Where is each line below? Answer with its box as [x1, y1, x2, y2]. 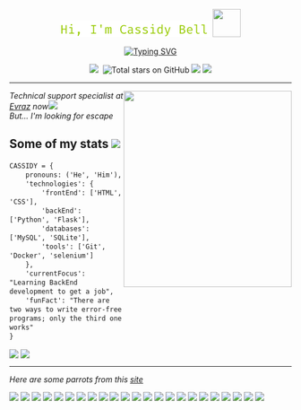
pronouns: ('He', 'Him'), [25, 170, 123, 179]
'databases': [41, 224, 90, 233]
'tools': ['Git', [41, 242, 106, 251]
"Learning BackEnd [9, 278, 78, 287]
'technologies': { [25, 179, 94, 188]
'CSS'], [9, 197, 39, 206]
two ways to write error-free [9, 305, 123, 314]
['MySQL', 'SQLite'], [9, 233, 90, 242]
